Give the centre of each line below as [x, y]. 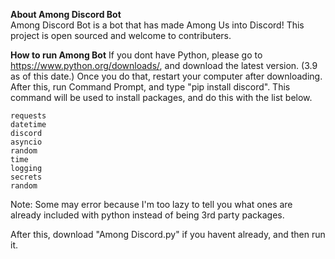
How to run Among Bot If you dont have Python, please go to [136, 55]
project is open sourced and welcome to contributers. [121, 35]
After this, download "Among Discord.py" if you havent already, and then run [168, 234]
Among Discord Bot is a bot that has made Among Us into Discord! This [157, 25]
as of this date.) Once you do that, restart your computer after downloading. [166, 76]
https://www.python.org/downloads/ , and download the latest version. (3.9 [164, 65]
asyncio [26, 142]
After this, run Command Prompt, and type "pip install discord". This [150, 87]
